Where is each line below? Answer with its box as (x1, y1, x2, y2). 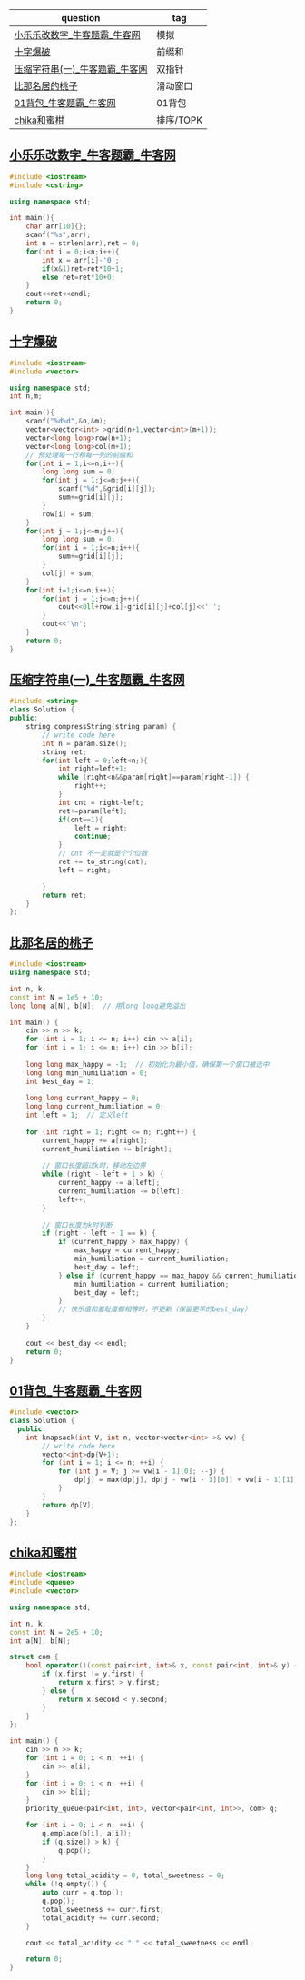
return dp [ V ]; (42, 1500, 95, 1509)
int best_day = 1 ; (25, 1077, 95, 1086)
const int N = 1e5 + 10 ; (9, 992, 103, 1002)
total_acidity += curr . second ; (42, 1913, 161, 1923)
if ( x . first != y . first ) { (42, 1669, 144, 1679)
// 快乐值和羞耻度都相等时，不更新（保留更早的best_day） (57, 1305, 252, 1314)
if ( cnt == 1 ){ (57, 815, 103, 824)
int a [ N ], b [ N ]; (9, 1636, 71, 1646)
